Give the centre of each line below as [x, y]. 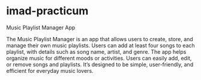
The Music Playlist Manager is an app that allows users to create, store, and [100, 39]
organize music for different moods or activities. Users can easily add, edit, [99, 58]
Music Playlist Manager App [41, 27]
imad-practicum [47, 11]
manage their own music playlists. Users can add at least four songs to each [100, 45]
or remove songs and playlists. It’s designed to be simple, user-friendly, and [100, 64]
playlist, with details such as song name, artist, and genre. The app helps [96, 51]
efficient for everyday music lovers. [50, 70]
